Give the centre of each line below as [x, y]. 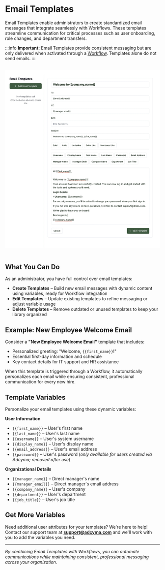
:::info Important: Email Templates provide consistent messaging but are [78, 48]
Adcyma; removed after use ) [41, 460]
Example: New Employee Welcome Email [69, 330]
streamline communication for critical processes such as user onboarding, [80, 33]
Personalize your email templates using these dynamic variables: [71, 409]
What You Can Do [32, 267]
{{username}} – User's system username [53, 439]
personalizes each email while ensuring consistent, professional [70, 377]
